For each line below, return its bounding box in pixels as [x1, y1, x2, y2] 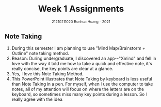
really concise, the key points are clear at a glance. [11, 66, 113, 71]
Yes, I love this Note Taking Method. [11, 71, 84, 77]
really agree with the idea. [11, 96, 64, 102]
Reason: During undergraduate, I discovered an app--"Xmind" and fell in [11, 55, 156, 61]
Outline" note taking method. [11, 50, 69, 56]
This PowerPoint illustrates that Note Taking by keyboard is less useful [11, 76, 152, 81]
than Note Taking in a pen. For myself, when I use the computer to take [11, 81, 153, 87]
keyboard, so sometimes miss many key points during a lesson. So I [11, 91, 147, 97]
